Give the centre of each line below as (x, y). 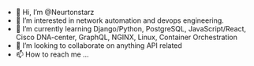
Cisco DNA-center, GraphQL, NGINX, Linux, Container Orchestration (127, 37)
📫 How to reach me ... (52, 54)
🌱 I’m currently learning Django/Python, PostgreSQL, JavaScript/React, (131, 29)
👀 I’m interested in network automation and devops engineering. (120, 20)
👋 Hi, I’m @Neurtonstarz (55, 12)
